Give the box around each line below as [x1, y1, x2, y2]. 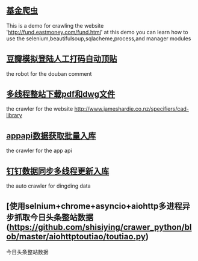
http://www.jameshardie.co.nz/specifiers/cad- [74, 105, 190, 112]
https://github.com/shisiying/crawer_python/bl [8, 222, 192, 233]
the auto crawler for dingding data [6, 182, 91, 189]
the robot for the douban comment [6, 70, 92, 77]
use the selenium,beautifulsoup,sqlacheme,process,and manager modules [6, 35, 191, 42]
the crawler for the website [6, 105, 73, 112]
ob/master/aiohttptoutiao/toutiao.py [6, 232, 146, 242]
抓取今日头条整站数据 [14, 212, 93, 223]
